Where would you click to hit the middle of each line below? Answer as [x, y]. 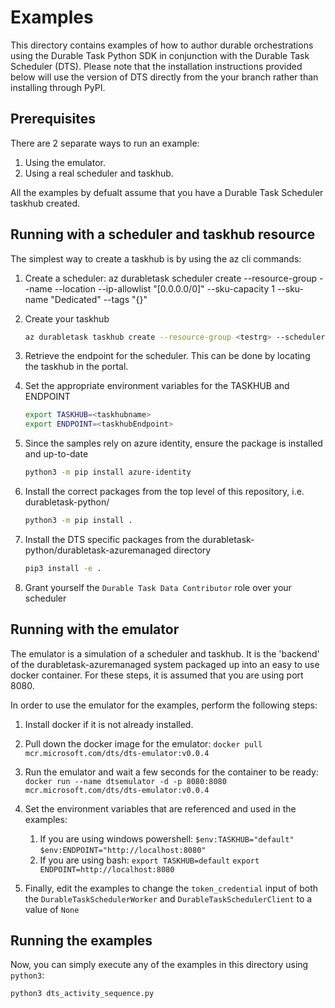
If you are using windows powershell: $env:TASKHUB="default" [167, 838]
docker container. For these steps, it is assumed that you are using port [157, 675]
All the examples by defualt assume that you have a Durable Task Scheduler [167, 192]
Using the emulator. [65, 162]
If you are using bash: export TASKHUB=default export [149, 860]
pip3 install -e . [63, 568]
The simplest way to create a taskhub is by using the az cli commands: [156, 258]
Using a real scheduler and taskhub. [99, 173]
